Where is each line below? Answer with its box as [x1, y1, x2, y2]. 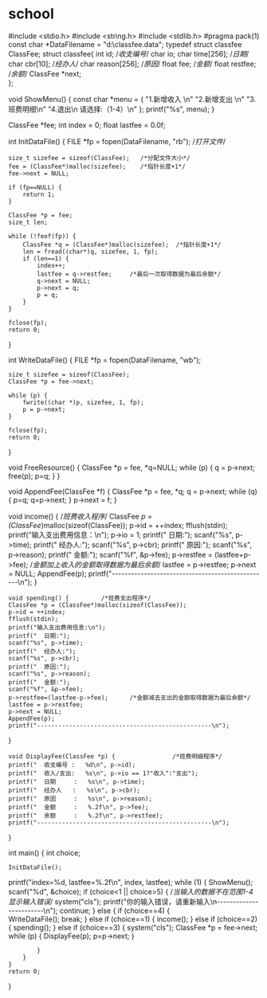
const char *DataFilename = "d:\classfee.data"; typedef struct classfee [8, 39, 242, 49]
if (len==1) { [22, 254, 69, 263]
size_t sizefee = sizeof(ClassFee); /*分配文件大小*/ [8, 154, 190, 162]
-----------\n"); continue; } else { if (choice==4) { [8, 906, 170, 915]
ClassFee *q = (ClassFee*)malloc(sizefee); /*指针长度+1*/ [22, 241, 222, 249]
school [8, 5, 54, 23]
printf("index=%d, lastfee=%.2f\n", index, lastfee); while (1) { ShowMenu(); [8, 877, 253, 886]
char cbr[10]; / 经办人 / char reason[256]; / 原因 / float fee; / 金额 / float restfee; [8, 59, 257, 68]
